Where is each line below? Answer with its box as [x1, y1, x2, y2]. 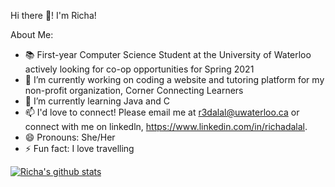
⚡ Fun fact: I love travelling [24, 143, 135, 154]
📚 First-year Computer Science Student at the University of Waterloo [24, 49, 312, 60]
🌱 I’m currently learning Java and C [24, 95, 170, 107]
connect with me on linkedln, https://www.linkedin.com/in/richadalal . [24, 121, 308, 132]
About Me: [10, 29, 54, 40]
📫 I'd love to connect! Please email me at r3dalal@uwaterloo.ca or [24, 106, 300, 118]
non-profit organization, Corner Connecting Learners [24, 85, 244, 96]
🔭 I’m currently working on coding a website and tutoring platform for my [24, 74, 325, 85]
